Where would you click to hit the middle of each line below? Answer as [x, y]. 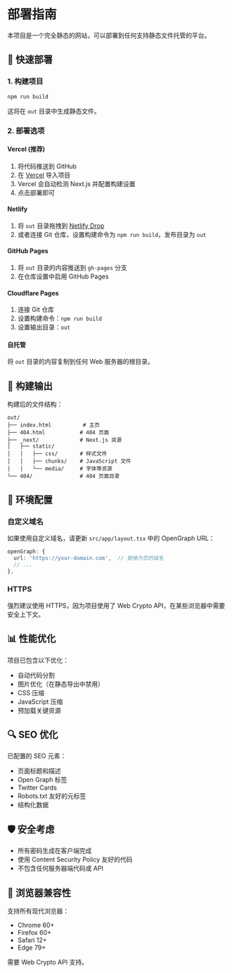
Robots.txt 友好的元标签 [52, 796]
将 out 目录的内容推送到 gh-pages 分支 [72, 268]
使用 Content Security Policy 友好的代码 [75, 859]
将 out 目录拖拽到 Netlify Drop [61, 226]
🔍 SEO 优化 [33, 734]
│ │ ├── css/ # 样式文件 [57, 454]
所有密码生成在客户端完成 [54, 851]
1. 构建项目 [25, 82]
